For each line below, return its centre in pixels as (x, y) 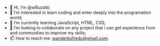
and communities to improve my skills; (48, 33)
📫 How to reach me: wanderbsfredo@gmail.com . (59, 38)
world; (16, 17)
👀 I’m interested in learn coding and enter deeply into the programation (80, 12)
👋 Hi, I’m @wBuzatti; (30, 7)
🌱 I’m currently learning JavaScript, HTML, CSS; (57, 23)
